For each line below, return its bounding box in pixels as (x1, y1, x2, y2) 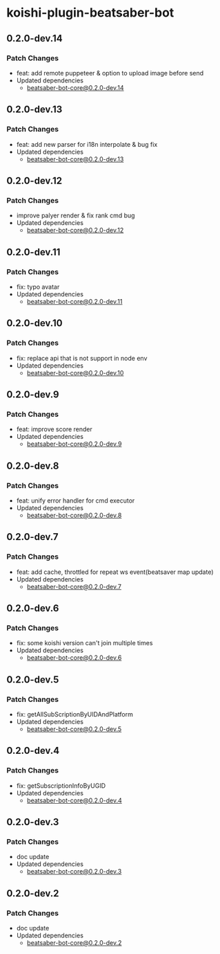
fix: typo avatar (16, 282, 60, 291)
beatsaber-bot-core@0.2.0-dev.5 (26, 725, 122, 733)
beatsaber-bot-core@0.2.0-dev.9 (26, 440, 122, 448)
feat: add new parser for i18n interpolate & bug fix (16, 140, 158, 148)
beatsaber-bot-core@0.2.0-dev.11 (26, 297, 123, 305)
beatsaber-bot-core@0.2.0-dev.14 (26, 83, 125, 91)
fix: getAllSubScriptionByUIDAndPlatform (16, 710, 134, 719)
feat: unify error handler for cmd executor (16, 496, 135, 505)
